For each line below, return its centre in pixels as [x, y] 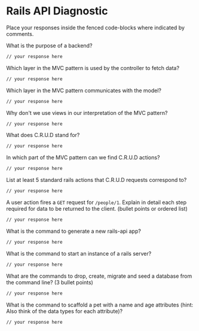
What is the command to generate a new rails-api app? [74, 231]
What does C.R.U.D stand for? [43, 135]
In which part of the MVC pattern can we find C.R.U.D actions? [83, 157]
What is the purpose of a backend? [49, 45]
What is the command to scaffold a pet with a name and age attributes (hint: [99, 305]
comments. [20, 34]
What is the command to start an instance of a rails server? [79, 253]
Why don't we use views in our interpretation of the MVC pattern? [87, 113]
